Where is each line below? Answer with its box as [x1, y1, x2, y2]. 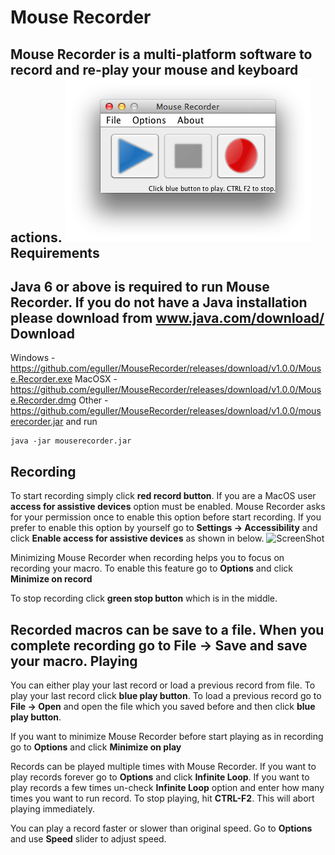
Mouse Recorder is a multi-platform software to [10, 46, 313, 63]
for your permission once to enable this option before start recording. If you [10, 511, 322, 523]
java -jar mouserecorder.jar [10, 436, 132, 446]
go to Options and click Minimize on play [10, 741, 182, 753]
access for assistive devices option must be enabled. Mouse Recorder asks [10, 501, 326, 513]
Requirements [10, 244, 100, 261]
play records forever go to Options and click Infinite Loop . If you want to [10, 771, 310, 783]
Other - [78, 394, 109, 406]
